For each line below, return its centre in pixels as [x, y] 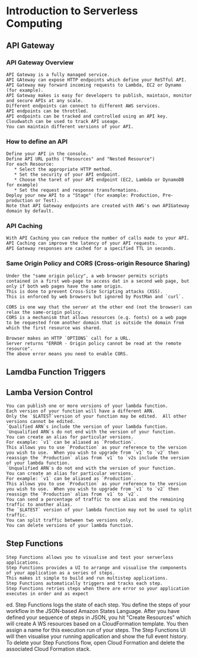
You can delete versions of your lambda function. [70, 525]
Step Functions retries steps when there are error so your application [98, 588]
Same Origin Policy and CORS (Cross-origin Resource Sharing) [98, 264]
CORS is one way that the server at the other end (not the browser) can [99, 307]
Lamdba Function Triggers [56, 372]
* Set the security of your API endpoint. [67, 175]
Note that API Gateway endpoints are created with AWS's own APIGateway [98, 206]
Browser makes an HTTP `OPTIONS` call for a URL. [69, 338]
